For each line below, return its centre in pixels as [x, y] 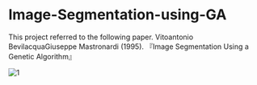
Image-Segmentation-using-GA [118, 15]
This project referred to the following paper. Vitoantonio [101, 37]
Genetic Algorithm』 [42, 56]
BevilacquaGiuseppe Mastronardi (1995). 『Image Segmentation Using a [128, 47]
